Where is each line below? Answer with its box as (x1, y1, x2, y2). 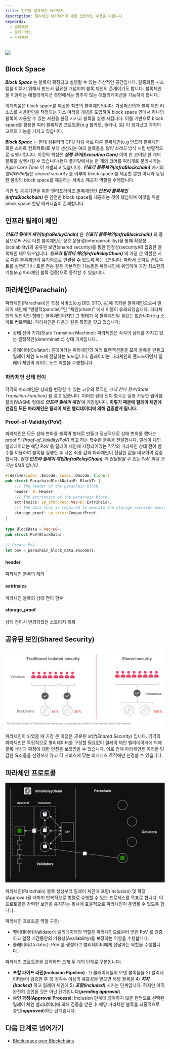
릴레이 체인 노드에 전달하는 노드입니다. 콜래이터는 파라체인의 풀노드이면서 (12, 353, 158, 359)
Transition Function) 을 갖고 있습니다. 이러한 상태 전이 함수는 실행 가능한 (5, 392, 149, 398)
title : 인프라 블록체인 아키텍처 (5, 8, 64, 13)
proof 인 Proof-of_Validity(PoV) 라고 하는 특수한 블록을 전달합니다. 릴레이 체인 (5, 437, 161, 443)
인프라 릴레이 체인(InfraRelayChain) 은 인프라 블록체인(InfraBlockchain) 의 (5, 231, 158, 237)
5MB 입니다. (14, 462, 39, 469)
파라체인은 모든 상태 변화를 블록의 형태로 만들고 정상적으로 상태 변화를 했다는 (5, 430, 157, 437)
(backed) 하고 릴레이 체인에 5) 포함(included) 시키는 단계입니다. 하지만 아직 (12, 982, 165, 988)
